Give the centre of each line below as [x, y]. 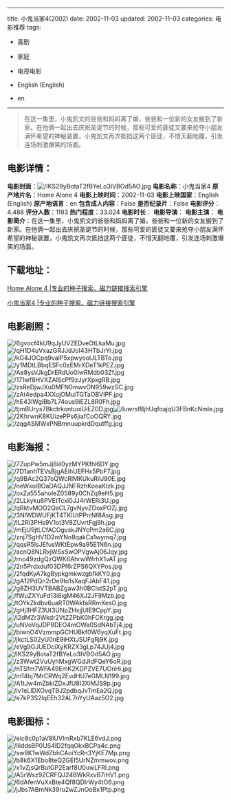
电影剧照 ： [30, 326]
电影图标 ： [30, 721]
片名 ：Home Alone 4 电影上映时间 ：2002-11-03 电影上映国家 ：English [119, 195]
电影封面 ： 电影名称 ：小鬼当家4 [109, 186]
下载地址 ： [30, 270]
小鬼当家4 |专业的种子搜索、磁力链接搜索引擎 [71, 303]
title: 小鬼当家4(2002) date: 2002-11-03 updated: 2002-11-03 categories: [111, 19]
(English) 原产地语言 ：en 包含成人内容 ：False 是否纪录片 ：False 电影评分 [111, 203]
